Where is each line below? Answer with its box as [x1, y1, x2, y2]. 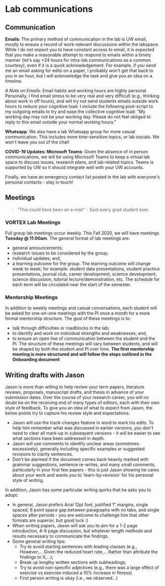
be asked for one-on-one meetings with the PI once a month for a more [5, 310, 150, 316]
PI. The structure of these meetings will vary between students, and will [12, 341, 158, 347]
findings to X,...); [19, 554, 54, 560]
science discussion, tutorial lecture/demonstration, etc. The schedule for [12, 276, 160, 282]
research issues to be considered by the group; [12, 250, 109, 256]
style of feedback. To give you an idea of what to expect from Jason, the [5, 405, 153, 411]
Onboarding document [12, 357, 60, 363]
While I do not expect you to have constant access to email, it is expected [5, 47, 155, 52]
